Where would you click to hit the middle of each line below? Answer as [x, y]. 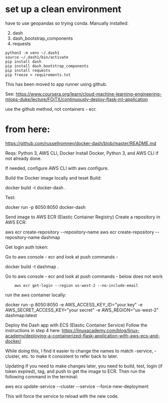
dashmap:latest [21, 315]
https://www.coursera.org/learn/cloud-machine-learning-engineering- [89, 94]
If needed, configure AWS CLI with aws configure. [57, 168]
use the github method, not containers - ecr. [51, 109]
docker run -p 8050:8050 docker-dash [46, 207]
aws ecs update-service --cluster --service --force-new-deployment [77, 386]
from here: [28, 130]
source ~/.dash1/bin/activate [37, 57]
